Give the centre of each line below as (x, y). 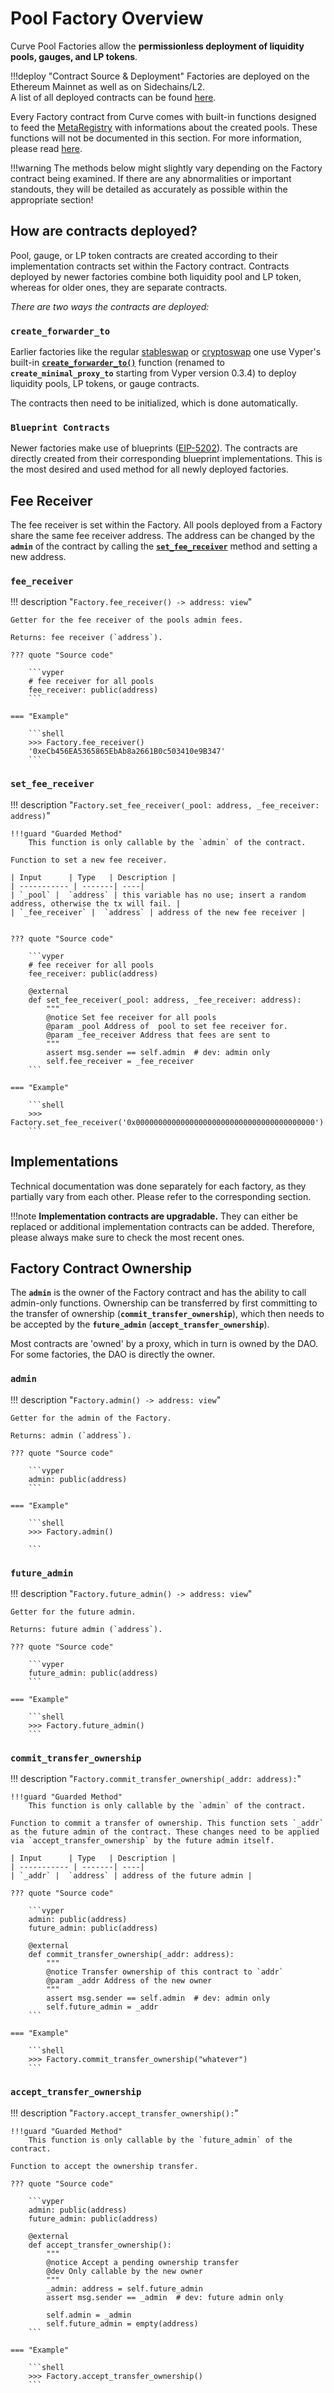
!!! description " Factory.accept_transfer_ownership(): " (124, 2113)
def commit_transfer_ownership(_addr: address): (131, 1955)
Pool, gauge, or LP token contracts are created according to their (144, 255)
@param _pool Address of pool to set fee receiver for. (167, 1026)
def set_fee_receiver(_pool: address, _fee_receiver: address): (165, 1000)
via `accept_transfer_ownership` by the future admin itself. (142, 1841)
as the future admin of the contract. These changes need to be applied (165, 1832)
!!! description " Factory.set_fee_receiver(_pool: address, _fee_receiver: (165, 804)
